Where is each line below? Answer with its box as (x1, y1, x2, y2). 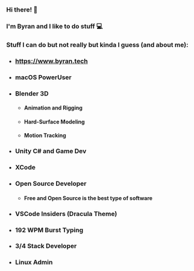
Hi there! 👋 (6, 5, 38, 14)
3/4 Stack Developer (14, 242, 77, 250)
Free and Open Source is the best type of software (23, 194, 152, 201)
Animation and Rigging (23, 104, 83, 111)
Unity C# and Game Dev (14, 147, 87, 155)
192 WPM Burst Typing (14, 226, 84, 234)
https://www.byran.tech (14, 57, 89, 65)
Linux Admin (14, 258, 53, 267)
